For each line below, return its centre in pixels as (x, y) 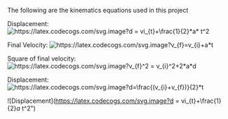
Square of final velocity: (42, 58)
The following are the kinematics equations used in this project (98, 10)
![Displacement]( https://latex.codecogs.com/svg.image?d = (94, 101)
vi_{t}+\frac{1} (201, 101)
